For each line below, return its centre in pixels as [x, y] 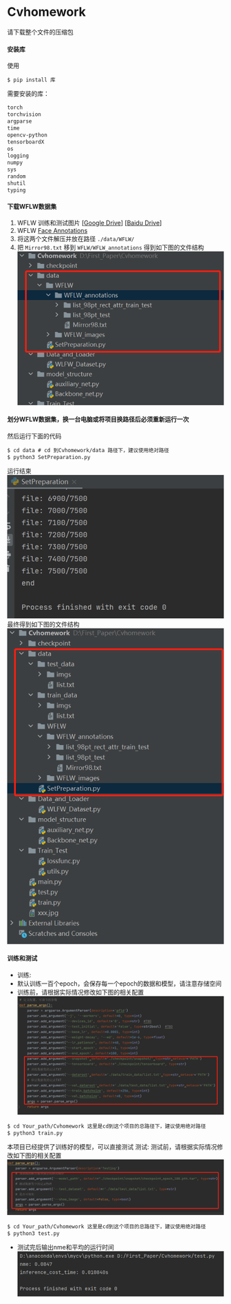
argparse [20, 121]
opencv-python [27, 135]
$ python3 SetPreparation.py [49, 457]
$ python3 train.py [35, 1133]
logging [18, 156]
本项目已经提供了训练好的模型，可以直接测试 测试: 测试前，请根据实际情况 [112, 1147]
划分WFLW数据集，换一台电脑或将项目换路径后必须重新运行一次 [98, 419]
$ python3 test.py [33, 1234]
